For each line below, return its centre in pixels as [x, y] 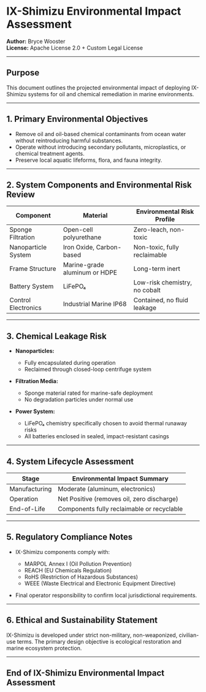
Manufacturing [31, 489]
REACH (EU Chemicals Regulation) [68, 570]
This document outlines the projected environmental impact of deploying [98, 88]
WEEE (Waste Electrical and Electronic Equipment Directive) [100, 583]
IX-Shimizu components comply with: [63, 552]
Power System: [35, 411]
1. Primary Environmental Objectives [77, 119]
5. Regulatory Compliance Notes [70, 537]
